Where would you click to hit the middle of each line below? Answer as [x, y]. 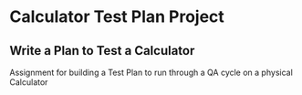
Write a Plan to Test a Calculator [102, 51]
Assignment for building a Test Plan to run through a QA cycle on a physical [151, 72]
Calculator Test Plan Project [117, 17]
